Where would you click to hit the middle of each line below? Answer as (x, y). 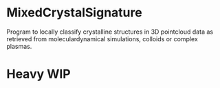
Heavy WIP (38, 74)
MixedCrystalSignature (74, 13)
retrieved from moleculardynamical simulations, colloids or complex (102, 38)
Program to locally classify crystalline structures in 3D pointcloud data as (110, 32)
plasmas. (19, 46)
